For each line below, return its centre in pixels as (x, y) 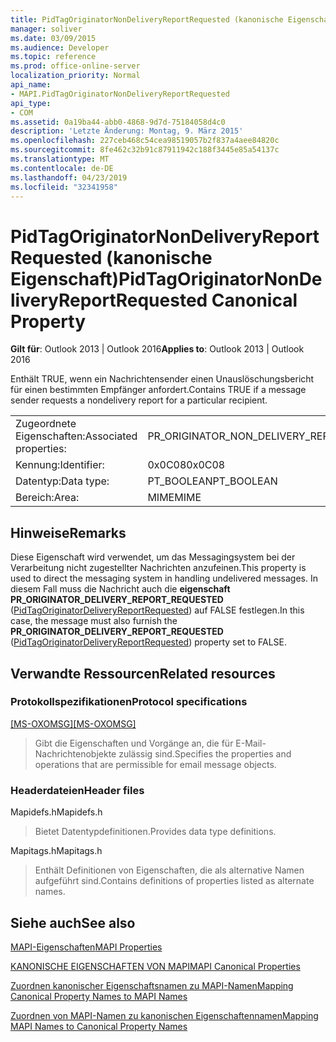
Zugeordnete (46, 424)
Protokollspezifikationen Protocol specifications (129, 702)
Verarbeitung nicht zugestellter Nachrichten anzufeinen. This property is (158, 568)
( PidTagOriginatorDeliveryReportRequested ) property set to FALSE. (148, 642)
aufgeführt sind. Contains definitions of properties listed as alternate (174, 881)
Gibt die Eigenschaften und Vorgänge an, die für (134, 743)
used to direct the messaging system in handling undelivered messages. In (164, 578)
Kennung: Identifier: (60, 465)
